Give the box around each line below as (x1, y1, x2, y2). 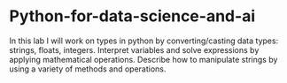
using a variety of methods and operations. (9, 64, 167, 74)
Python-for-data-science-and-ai (9, 6, 256, 26)
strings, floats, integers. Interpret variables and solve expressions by (9, 44, 260, 55)
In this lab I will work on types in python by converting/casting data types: (9, 35, 279, 46)
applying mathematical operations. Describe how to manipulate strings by (9, 54, 278, 64)
